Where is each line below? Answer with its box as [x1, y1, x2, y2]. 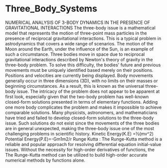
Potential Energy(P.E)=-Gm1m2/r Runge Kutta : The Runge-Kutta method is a [5, 136, 163, 142]
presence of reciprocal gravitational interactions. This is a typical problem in [5, 35, 162, 41]
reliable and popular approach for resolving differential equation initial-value [5, 141, 162, 147]
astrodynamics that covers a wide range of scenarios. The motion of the [5, 40, 154, 46]
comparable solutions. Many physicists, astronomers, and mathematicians [5, 109, 158, 115]
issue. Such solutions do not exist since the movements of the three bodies [5, 120, 160, 126]
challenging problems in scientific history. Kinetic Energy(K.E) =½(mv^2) [5, 131, 154, 137]
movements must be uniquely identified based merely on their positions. [5, 67, 154, 73]
